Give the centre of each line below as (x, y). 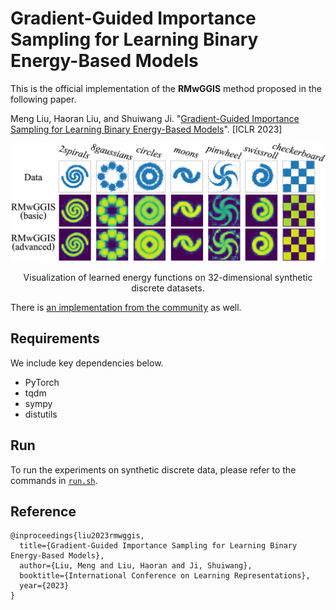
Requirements (55, 338)
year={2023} (44, 586)
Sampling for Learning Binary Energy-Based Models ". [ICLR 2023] (146, 129)
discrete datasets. (168, 288)
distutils (41, 414)
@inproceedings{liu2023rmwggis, (77, 536)
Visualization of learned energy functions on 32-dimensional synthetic (168, 277)
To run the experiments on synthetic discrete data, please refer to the (153, 469)
